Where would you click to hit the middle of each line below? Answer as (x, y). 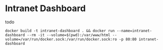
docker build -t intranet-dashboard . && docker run (60, 31)
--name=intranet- (134, 31)
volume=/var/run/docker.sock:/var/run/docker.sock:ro (61, 39)
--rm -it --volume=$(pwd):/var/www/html (69, 35)
